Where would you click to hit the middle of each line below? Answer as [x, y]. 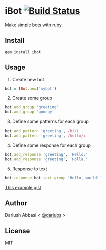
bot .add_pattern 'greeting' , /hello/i [45, 136]
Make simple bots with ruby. [34, 25]
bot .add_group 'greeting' [32, 107]
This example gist [23, 187]
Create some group [32, 98]
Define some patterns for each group [50, 122]
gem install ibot [23, 52]
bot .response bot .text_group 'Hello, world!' [53, 178]
